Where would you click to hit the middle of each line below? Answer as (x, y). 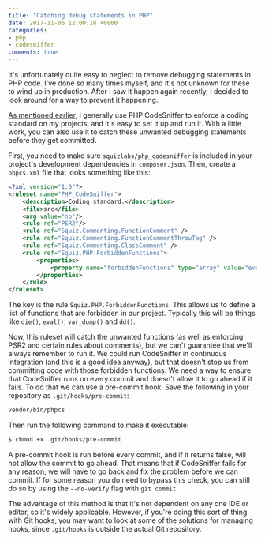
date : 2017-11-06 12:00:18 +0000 (63, 23)
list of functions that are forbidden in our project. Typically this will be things (132, 314)
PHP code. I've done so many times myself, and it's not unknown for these (129, 83)
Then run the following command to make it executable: (99, 425)
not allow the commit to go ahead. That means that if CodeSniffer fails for (127, 463)
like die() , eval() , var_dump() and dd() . (72, 321)
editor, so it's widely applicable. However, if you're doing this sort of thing (128, 512)
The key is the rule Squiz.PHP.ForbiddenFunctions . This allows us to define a (132, 305)
